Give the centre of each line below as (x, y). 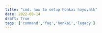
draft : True (17, 18)
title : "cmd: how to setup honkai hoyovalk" (51, 9)
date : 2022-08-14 (23, 14)
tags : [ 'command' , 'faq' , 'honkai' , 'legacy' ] (50, 23)
